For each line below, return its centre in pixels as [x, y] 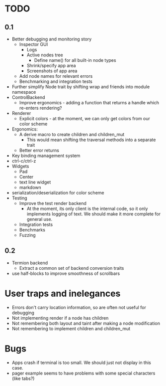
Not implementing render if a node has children [60, 318]
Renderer [21, 113]
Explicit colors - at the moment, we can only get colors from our [84, 118]
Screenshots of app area [52, 71]
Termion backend [30, 263]
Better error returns [39, 150]
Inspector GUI [34, 44]
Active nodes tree [45, 55]
